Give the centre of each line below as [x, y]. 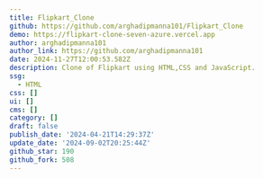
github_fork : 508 [42, 160]
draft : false [34, 127]
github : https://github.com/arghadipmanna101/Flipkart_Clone [127, 26]
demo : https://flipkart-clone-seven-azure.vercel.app [113, 34]
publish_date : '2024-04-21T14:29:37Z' [82, 135]
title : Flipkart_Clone [52, 18]
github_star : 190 [42, 151]
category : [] [34, 118]
